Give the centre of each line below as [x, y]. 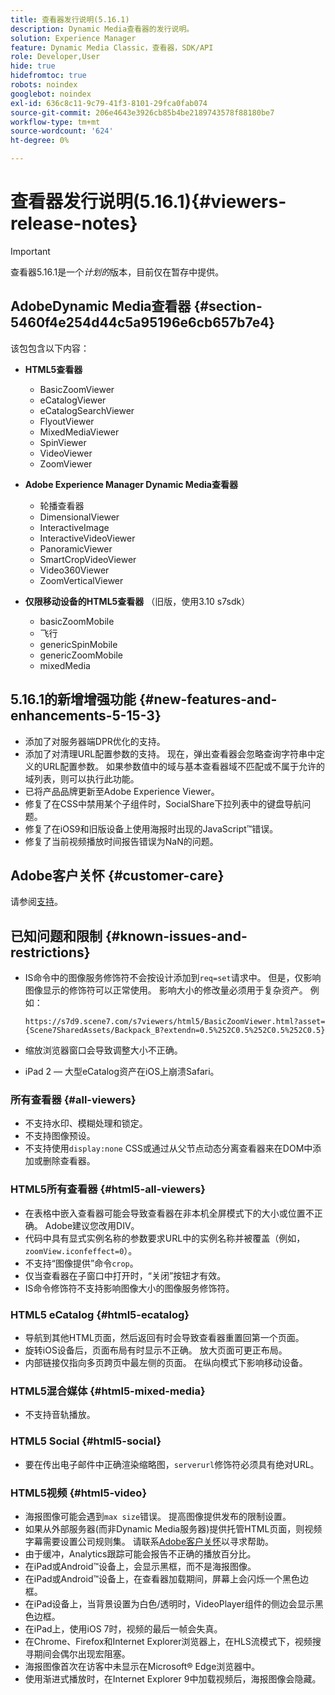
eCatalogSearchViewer [87, 410]
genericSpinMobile [78, 644]
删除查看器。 [69, 1161]
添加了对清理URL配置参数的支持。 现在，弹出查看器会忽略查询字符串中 [170, 753]
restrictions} [50, 952]
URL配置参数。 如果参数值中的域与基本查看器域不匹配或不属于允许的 [184, 766]
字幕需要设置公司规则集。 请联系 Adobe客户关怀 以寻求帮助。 [149, 1541]
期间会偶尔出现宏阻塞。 [82, 1653]
